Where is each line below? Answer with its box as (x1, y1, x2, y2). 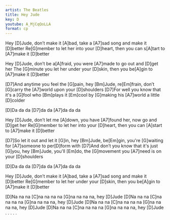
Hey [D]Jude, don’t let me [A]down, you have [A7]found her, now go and (5, 117, 157, 123)
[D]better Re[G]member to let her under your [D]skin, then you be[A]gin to (5, 179, 161, 185)
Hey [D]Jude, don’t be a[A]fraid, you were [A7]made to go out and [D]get (5, 61, 158, 67)
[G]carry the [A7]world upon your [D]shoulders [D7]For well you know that (5, 86, 161, 93)
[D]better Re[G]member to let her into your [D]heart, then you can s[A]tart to (5, 46, 165, 52)
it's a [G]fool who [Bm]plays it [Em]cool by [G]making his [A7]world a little (5, 92, 160, 98)
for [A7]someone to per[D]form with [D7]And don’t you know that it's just (5, 143, 158, 149)
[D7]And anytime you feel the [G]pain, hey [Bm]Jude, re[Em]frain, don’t (5, 81, 155, 87)
